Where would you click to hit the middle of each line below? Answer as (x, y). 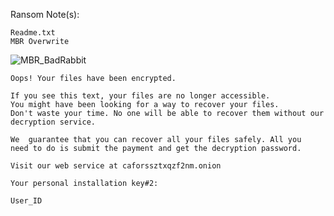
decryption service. (53, 122)
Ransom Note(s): (45, 14)
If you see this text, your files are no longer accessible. (140, 96)
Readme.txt (33, 33)
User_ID (26, 201)
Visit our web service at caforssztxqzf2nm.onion (116, 166)
